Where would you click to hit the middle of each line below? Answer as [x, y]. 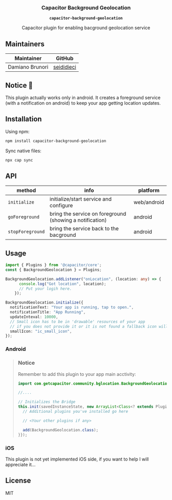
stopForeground [26, 232]
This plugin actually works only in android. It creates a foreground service [83, 97]
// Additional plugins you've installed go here [76, 412]
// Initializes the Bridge [47, 402]
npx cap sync [19, 160]
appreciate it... [20, 464]
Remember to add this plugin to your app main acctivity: [77, 374]
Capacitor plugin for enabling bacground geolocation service [86, 28]
